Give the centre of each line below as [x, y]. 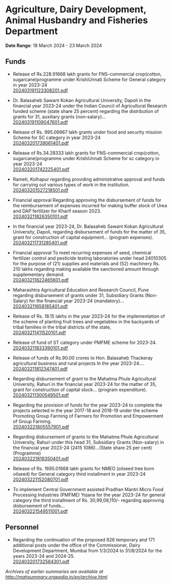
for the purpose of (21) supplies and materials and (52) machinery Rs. [86, 263]
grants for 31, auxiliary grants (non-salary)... [59, 116]
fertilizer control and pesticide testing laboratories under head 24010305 [90, 258]
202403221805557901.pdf [41, 426]
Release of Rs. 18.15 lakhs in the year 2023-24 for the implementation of [89, 316]
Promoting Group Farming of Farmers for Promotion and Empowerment [88, 416]
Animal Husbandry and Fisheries [77, 20]
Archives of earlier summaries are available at [54, 571]
